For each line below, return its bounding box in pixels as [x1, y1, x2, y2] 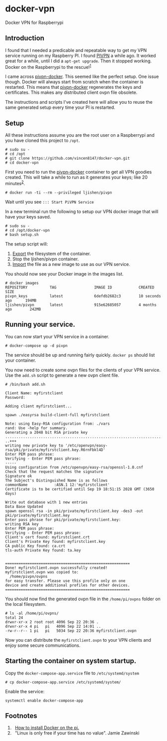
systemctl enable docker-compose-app [5, 698, 83, 703]
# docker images [5, 280, 39, 285]
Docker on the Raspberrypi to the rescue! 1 [5, 63, 91, 70]
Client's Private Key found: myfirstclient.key [5, 539, 106, 544]
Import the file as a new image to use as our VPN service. [12, 261, 130, 267]
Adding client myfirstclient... [5, 404, 72, 409]
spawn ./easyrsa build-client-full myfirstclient [5, 412, 110, 417]
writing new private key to [5, 443, 64, 448]
